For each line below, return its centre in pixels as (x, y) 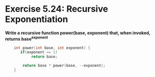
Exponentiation (37, 19)
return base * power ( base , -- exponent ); (64, 66)
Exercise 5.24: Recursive (57, 9)
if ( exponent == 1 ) (39, 52)
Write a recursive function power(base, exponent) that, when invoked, (78, 33)
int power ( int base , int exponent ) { (52, 48)
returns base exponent (27, 38)
